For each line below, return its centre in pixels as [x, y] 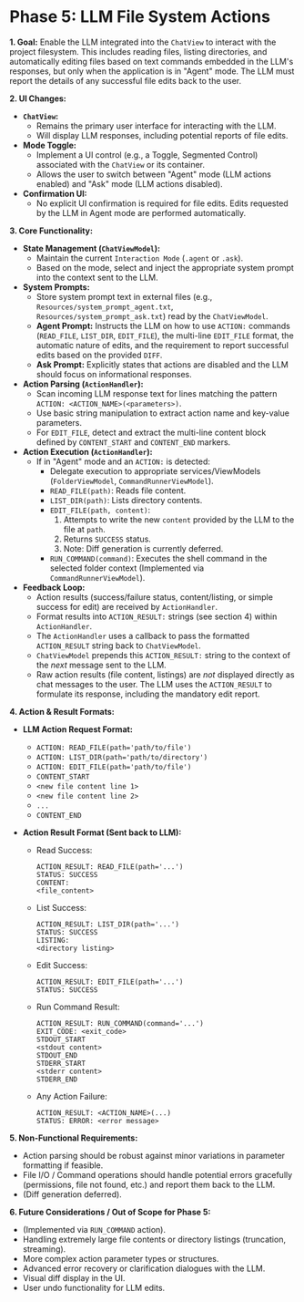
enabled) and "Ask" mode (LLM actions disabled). [129, 183]
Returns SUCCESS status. [107, 539]
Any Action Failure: [71, 1096]
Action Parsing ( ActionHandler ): [83, 384]
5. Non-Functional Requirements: [74, 1138]
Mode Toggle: [50, 145]
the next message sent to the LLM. [101, 665]
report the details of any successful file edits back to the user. [126, 80]
